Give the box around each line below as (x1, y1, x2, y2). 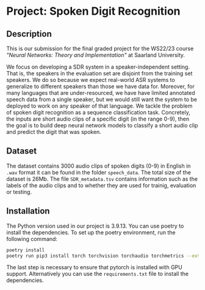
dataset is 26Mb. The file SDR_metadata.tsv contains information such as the (6, 175, 198, 182)
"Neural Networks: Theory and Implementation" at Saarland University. (6, 51, 185, 59)
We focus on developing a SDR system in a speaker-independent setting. (6, 63, 190, 70)
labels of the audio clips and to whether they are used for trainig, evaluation (6, 182, 196, 189)
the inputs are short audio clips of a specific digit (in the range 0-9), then (6, 115, 190, 122)
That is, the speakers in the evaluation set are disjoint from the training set (6, 70, 193, 77)
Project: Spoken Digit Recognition (6, 4, 181, 18)
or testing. (6, 188, 32, 195)
